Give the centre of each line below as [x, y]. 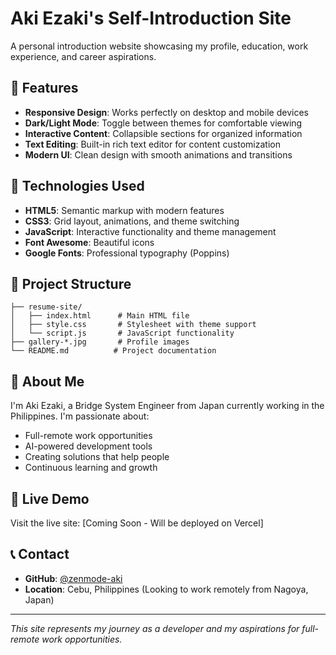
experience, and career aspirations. [83, 56]
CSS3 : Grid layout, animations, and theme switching [132, 221]
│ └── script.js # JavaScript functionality [122, 333]
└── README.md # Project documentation [113, 351]
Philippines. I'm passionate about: [80, 416]
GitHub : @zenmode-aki [73, 578]
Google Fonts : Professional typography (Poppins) [127, 253]
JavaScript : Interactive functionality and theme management [150, 231]
